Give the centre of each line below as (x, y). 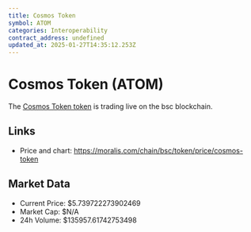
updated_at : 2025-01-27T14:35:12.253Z (72, 45)
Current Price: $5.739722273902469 (80, 203)
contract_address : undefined (56, 38)
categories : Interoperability (58, 30)
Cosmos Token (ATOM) (86, 85)
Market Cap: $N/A (49, 211)
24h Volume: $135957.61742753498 (78, 220)
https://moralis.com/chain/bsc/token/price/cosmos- (159, 150)
